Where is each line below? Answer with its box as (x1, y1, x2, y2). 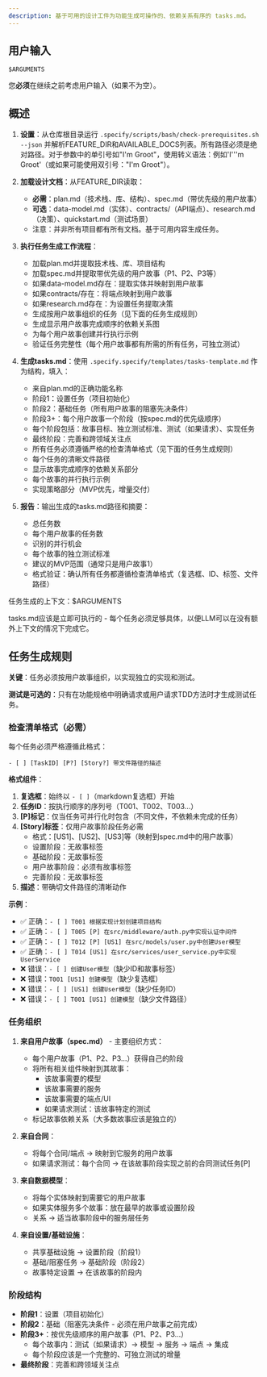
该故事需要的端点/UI (44, 1094, 111, 1104)
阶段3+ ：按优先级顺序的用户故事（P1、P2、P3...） (19, 1329, 188, 1339)
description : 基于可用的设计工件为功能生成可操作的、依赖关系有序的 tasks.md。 (8, 11, 250, 20)
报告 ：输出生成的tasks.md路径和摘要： (19, 502, 150, 511)
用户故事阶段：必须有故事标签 (31, 862, 131, 872)
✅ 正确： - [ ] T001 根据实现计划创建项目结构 (19, 916, 162, 926)
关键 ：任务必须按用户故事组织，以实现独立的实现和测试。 (8, 673, 199, 682)
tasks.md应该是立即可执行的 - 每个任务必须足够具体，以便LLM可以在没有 (8, 614, 252, 624)
